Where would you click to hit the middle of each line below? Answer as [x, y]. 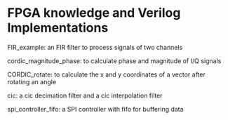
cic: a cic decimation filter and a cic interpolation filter [85, 95]
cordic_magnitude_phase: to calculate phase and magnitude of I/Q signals [114, 60]
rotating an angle [32, 81]
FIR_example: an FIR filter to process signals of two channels [95, 47]
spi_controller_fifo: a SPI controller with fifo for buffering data [95, 109]
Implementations [58, 28]
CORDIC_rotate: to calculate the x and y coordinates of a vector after [106, 74]
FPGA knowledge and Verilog [94, 13]
